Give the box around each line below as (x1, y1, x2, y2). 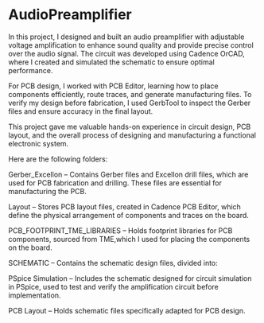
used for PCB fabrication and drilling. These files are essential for (8, 177, 223, 188)
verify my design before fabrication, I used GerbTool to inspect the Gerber (8, 98, 251, 107)
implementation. (8, 290, 61, 300)
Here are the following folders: (8, 154, 108, 164)
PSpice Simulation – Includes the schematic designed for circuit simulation (8, 273, 252, 283)
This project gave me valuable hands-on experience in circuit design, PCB (8, 122, 251, 131)
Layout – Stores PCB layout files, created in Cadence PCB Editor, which (8, 201, 241, 212)
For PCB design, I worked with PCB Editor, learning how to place (8, 81, 219, 91)
